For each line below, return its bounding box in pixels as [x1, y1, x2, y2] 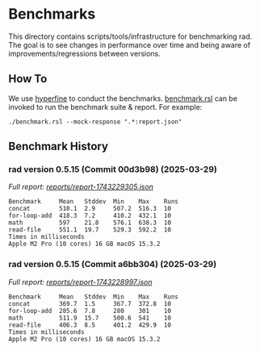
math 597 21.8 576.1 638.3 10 [8, 219, 172, 227]
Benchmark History [8, 140, 109, 153]
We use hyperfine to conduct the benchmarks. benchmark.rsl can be [8, 94, 238, 103]
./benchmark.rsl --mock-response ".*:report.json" [8, 118, 182, 126]
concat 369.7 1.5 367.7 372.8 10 [8, 299, 172, 307]
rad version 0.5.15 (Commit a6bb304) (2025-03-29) [8, 259, 217, 270]
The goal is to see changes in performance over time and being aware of [8, 40, 251, 49]
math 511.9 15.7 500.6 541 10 [8, 314, 172, 322]
